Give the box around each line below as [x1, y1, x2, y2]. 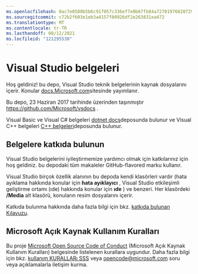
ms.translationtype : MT [6, 19, 65, 25]
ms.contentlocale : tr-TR [6, 25, 67, 31]
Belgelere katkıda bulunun [6, 140, 105, 150]
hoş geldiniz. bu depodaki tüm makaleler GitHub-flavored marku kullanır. [6, 161, 182, 169]
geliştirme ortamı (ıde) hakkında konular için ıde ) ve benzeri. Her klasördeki [6, 185, 190, 192]
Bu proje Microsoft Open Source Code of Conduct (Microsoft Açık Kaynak [6, 242, 186, 249]
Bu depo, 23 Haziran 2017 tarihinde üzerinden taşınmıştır [6, 98, 144, 105]
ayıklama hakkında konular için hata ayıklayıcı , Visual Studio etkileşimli [6, 179, 180, 186]
